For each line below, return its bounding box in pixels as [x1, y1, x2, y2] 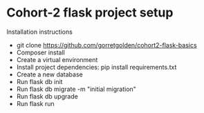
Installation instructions [6, 28, 73, 36]
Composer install [16, 48, 65, 56]
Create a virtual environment [16, 55, 98, 63]
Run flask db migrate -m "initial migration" [16, 85, 136, 93]
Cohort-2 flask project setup [6, 5, 174, 21]
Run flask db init [16, 77, 63, 85]
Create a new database [16, 70, 84, 79]
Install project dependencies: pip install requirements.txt [16, 63, 177, 71]
